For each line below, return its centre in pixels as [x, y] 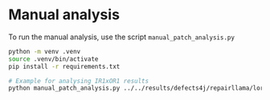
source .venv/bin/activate [53, 59]
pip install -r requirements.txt [64, 66]
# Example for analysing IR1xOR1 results [79, 81]
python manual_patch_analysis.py [64, 88]
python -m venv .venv [45, 51]
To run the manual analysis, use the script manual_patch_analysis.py [122, 37]
